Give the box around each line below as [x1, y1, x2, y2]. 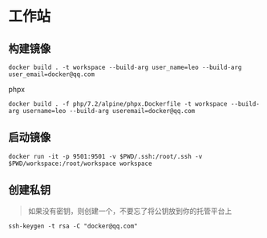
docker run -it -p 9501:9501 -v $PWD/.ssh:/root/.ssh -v [8, 152, 203, 160]
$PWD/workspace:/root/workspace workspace [8, 159, 152, 167]
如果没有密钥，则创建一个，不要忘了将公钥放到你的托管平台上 [27, 206, 233, 216]
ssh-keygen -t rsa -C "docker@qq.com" [8, 222, 138, 230]
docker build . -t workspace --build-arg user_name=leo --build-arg [8, 63, 242, 71]
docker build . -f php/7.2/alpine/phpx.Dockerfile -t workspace [8, 100, 228, 108]
